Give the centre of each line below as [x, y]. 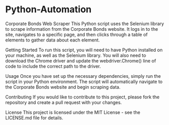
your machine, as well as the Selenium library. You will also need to [76, 55]
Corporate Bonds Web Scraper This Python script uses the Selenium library [85, 24]
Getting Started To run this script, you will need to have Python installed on [84, 50]
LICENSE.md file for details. [34, 118]
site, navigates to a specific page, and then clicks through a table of [77, 34]
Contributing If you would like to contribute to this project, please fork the [82, 97]
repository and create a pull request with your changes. [64, 102]
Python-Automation [49, 9]
